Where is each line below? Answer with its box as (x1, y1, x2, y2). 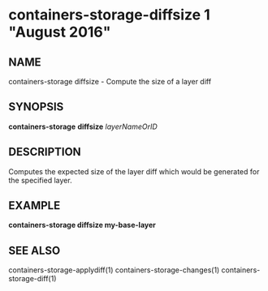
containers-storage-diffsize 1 (8, 6, 211, 24)
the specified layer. (8, 175, 72, 185)
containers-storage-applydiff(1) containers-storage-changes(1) (8, 265, 220, 275)
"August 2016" (8, 23, 111, 41)
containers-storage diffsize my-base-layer (8, 220, 156, 230)
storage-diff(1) (8, 274, 57, 284)
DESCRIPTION (8, 145, 81, 159)
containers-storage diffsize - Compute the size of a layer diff (8, 77, 212, 86)
